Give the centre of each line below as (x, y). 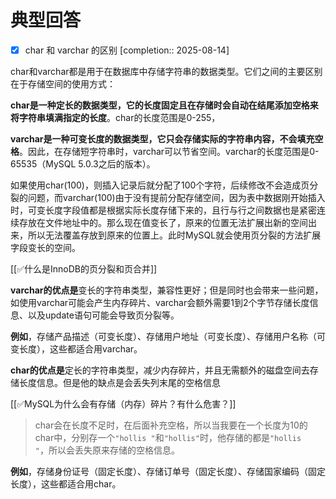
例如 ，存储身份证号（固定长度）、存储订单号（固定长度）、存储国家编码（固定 (168, 471)
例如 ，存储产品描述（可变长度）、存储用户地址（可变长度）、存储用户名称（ (163, 336)
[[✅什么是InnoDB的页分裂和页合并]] (84, 269)
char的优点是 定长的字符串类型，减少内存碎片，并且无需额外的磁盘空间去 (160, 370)
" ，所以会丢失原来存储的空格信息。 (107, 450)
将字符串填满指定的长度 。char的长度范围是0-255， (115, 117)
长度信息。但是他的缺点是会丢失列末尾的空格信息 (119, 382)
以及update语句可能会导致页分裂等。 (103, 315)
